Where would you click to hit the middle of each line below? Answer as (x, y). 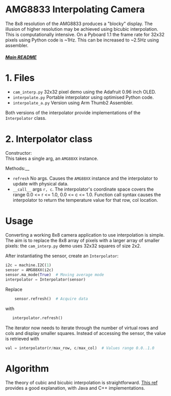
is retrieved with (22, 339)
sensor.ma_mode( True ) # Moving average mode (55, 275)
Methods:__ (17, 169)
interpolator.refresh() (37, 318)
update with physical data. (40, 184)
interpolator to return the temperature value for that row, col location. (85, 200)
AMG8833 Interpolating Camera (75, 9)
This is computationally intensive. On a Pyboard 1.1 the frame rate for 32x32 (85, 34)
